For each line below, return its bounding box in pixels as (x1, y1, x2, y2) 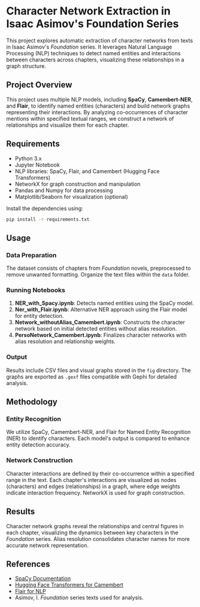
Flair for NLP (14, 588, 46, 595)
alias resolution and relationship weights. (14, 338, 116, 345)
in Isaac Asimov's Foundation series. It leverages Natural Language (6, 43, 172, 50)
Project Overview (6, 80, 72, 90)
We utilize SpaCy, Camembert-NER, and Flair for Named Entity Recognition (6, 429, 191, 436)
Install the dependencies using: (6, 204, 84, 212)
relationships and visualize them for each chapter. (6, 121, 129, 129)
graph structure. (6, 62, 47, 70)
